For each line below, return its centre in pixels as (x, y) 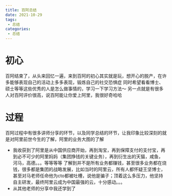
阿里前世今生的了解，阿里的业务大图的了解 (59, 139)
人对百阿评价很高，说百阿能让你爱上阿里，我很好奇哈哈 (63, 95)
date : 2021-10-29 (24, 15)
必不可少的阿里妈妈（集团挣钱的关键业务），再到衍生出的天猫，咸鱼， (90, 156)
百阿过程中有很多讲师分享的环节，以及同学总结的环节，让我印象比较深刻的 (84, 133)
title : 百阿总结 (21, 10)
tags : (11, 19)
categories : (18, 29)
